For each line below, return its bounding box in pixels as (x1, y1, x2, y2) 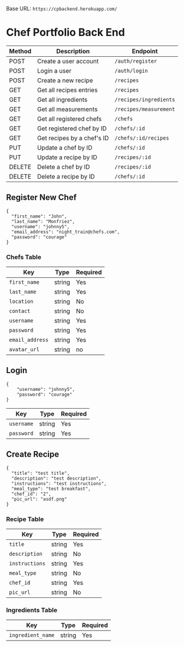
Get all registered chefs (37, 115, 102, 123)
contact (9, 308, 31, 315)
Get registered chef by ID (37, 124, 107, 132)
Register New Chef (6, 192, 77, 203)
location (9, 298, 34, 305)
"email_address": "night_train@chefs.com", (11, 229, 120, 235)
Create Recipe (6, 449, 60, 460)
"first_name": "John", (11, 213, 67, 219)
